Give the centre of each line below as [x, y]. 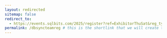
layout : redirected [25, 10]
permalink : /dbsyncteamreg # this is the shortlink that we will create [82, 28]
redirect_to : [18, 19]
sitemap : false [20, 14]
